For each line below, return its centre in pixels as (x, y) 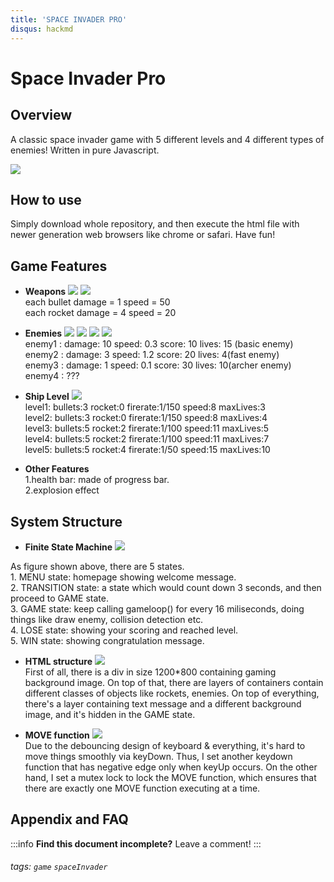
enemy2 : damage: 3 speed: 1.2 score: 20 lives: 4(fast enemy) (152, 355)
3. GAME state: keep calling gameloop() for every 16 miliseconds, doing (157, 608)
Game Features (59, 266)
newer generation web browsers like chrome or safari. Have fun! (143, 235)
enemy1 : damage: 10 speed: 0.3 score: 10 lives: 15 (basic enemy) (159, 344)
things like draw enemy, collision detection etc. (107, 619)
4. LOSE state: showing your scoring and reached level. (124, 630)
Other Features (57, 469)
